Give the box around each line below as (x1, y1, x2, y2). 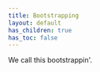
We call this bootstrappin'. (8, 55, 93, 65)
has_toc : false (8, 33, 58, 42)
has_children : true (8, 26, 72, 34)
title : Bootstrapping (8, 11, 80, 20)
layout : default (8, 19, 61, 27)
